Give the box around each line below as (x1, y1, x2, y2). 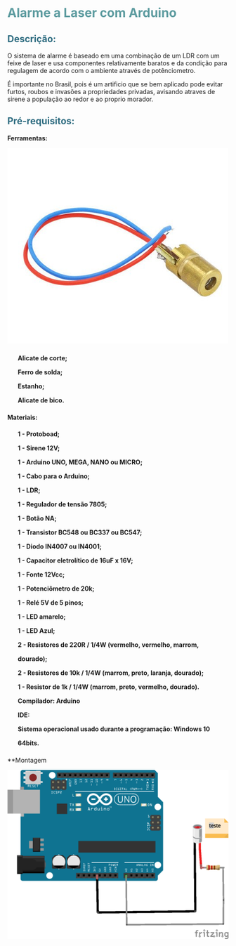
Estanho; (17, 381, 45, 390)
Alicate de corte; (17, 353, 68, 362)
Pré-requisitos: (7, 115, 75, 127)
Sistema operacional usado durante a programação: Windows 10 (17, 725, 211, 733)
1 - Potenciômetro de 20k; (17, 584, 95, 593)
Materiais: (7, 413, 38, 421)
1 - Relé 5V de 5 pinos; (17, 598, 84, 607)
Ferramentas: (7, 133, 48, 142)
